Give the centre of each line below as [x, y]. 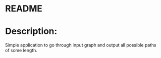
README [24, 9]
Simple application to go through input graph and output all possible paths [81, 45]
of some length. [21, 51]
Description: [31, 31]
